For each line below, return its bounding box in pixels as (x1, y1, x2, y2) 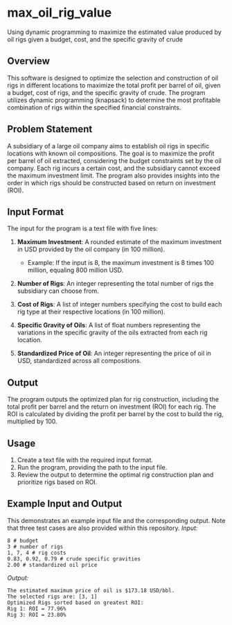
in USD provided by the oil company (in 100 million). (17, 245, 165, 254)
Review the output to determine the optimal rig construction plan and (17, 470, 214, 479)
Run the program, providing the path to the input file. (17, 463, 168, 471)
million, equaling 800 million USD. (27, 266, 124, 275)
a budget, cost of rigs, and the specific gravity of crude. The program (7, 88, 206, 96)
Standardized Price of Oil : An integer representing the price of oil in (17, 349, 211, 358)
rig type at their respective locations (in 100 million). (17, 307, 166, 316)
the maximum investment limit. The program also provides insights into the (7, 171, 220, 180)
